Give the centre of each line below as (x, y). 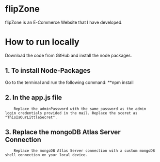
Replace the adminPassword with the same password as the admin (80, 109)
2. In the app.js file (33, 98)
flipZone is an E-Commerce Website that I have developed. (64, 22)
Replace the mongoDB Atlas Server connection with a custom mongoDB (84, 151)
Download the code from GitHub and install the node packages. (69, 55)
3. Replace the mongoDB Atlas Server (63, 132)
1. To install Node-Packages (48, 71)
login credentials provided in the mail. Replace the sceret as (71, 113)
